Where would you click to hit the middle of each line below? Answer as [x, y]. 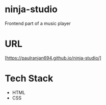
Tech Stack [29, 78]
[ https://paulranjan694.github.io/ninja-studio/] [53, 58]
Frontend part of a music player [38, 23]
